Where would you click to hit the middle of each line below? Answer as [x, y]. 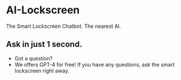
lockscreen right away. [42, 71]
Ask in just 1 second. [44, 44]
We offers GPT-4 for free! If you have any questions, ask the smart [95, 64]
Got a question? [34, 58]
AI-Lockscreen [43, 10]
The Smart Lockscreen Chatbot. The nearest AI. [64, 26]
